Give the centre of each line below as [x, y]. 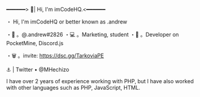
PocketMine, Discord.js [35, 43]
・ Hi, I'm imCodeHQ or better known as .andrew [67, 22]
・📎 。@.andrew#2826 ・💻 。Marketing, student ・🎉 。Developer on [93, 34]
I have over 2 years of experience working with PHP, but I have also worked [100, 81]
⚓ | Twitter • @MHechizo [38, 70]
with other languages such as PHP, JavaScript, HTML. [73, 88]
